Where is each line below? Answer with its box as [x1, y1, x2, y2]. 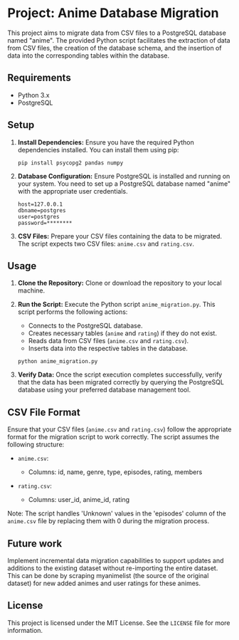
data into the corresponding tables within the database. [7, 51, 170, 60]
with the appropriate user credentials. [17, 187, 128, 195]
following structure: [7, 440, 65, 449]
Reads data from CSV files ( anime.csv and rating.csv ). [28, 337, 189, 345]
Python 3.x [17, 90, 50, 99]
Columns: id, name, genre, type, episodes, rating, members [28, 468, 203, 476]
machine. [17, 286, 46, 295]
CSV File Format [7, 406, 80, 418]
